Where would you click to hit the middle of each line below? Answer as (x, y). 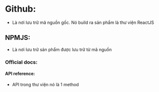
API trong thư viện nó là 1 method (45, 84)
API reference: (20, 74)
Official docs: (21, 62)
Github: (20, 9)
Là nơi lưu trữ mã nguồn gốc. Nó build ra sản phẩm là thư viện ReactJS (83, 22)
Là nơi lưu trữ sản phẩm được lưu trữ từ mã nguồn (62, 49)
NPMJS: (18, 38)
